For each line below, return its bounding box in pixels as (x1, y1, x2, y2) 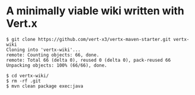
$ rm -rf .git (6, 78, 41, 84)
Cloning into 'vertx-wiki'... (6, 46, 81, 53)
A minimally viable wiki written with (6, 4, 185, 18)
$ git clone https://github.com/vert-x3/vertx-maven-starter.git (6, 36, 171, 42)
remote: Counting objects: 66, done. (6, 52, 100, 58)
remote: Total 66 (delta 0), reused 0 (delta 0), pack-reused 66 (6, 57, 171, 63)
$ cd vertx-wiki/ (6, 72, 49, 78)
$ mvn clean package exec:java (6, 83, 84, 89)
